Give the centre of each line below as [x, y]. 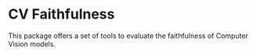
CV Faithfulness [61, 14]
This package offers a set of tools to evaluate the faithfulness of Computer [128, 36]
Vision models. [32, 43]
